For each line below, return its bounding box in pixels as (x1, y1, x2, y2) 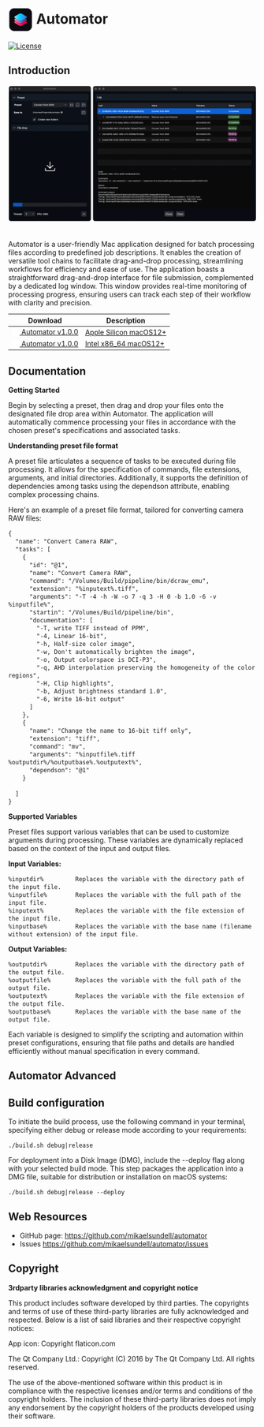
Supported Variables (8, 812, 77, 821)
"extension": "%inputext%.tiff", (28, 585, 139, 593)
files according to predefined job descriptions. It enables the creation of (8, 248, 242, 257)
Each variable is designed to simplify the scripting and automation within (8, 1029, 244, 1040)
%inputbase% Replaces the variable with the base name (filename (8, 923, 252, 931)
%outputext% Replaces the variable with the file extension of (8, 992, 245, 1000)
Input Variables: (8, 859, 61, 869)
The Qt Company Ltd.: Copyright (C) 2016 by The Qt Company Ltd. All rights (8, 1354, 255, 1363)
